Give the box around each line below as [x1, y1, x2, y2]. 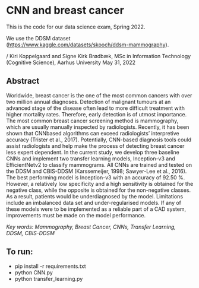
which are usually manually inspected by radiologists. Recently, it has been [6, 123, 189, 131]
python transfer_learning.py [14, 275, 83, 282]
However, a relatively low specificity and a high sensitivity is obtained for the [6, 180, 194, 187]
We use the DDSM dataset [6, 34, 71, 42]
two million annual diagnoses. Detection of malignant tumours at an [6, 98, 171, 105]
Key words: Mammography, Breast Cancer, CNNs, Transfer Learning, [6, 223, 176, 230]
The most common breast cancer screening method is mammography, [6, 117, 179, 124]
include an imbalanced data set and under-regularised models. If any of [6, 199, 182, 206]
